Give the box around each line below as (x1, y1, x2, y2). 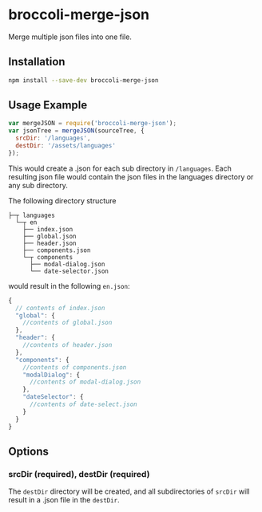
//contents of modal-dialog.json (29, 378, 141, 386)
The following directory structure (8, 195, 117, 205)
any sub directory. (8, 180, 68, 190)
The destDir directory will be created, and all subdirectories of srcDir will (8, 486, 250, 496)
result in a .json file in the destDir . (8, 495, 120, 505)
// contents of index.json (15, 304, 105, 312)
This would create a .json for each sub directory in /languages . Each (8, 163, 232, 173)
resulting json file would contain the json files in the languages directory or (8, 171, 254, 181)
